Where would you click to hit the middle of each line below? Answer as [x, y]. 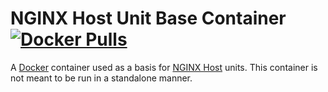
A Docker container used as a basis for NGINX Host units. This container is [164, 67]
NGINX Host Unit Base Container [148, 18]
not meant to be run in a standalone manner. [101, 78]
